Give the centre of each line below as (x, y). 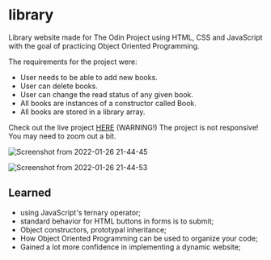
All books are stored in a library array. (83, 112)
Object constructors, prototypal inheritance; (93, 229)
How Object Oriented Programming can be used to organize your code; (139, 238)
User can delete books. (59, 86)
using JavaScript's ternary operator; (80, 212)
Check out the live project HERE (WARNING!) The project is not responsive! (133, 127)
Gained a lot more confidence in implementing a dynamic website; (130, 247)
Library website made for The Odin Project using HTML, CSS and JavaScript (135, 37)
